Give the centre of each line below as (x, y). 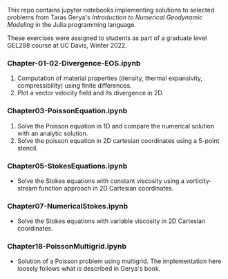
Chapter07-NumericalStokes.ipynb (68, 206)
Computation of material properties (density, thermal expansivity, (110, 78)
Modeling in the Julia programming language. (72, 25)
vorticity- (199, 181)
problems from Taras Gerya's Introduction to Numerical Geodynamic (105, 17)
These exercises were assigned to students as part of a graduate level (107, 38)
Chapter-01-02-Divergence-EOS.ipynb (74, 63)
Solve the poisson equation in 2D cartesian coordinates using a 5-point (118, 140)
